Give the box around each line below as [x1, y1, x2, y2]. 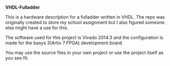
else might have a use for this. [5, 25, 69, 31]
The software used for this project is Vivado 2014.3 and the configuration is [5, 35, 163, 40]
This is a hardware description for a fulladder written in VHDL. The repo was [5, 14, 165, 20]
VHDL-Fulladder [5, 5, 40, 10]
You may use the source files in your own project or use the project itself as [5, 50, 164, 55]
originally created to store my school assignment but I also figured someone [5, 20, 165, 25]
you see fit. [5, 55, 29, 61]
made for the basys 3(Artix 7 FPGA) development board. [5, 40, 124, 46]
